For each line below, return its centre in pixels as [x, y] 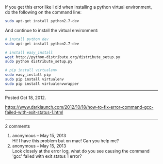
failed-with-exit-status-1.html [34, 112]
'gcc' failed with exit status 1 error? [47, 156]
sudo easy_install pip [28, 75]
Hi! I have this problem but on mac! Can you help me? [65, 141]
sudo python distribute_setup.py [39, 62]
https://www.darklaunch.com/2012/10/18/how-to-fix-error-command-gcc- [79, 107]
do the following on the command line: [43, 12]
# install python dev [27, 39]
